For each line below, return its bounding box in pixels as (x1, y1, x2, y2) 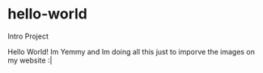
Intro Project (7, 31, 49, 41)
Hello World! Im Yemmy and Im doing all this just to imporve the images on (7, 47, 256, 56)
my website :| (7, 55, 53, 65)
